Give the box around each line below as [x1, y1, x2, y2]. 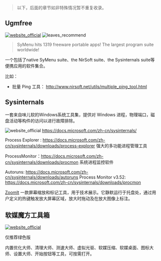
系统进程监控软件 [79, 159, 114, 165]
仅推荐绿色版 [5, 234, 31, 241]
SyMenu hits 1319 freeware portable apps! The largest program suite [16, 41, 154, 47]
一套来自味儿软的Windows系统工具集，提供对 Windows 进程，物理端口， [5, 112, 151, 118]
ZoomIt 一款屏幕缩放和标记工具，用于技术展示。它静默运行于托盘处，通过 [5, 189, 152, 195]
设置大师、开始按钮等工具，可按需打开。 [13, 251, 95, 257]
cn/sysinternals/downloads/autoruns [5, 174, 79, 180]
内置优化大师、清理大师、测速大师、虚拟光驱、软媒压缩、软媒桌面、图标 [5, 245, 149, 251]
